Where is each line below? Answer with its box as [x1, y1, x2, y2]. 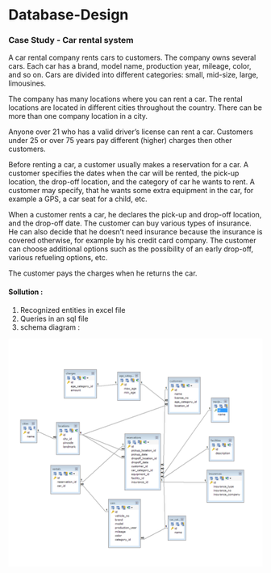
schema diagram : [19, 322, 81, 332]
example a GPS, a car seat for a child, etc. [8, 194, 148, 204]
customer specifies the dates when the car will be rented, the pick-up [8, 168, 240, 179]
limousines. [8, 78, 47, 88]
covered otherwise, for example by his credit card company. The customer [8, 236, 256, 246]
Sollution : [8, 287, 44, 297]
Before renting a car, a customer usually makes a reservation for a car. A [8, 160, 248, 170]
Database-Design [8, 6, 129, 24]
